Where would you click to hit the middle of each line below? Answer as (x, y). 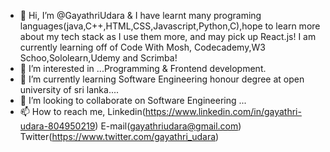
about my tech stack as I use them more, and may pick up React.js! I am (168, 36)
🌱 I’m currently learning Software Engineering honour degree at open (162, 79)
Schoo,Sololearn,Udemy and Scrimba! (98, 58)
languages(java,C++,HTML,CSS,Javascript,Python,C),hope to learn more (170, 26)
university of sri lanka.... (69, 89)
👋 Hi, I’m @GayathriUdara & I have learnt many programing (140, 15)
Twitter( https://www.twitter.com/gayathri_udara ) (119, 136)
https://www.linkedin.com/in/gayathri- (223, 111)
